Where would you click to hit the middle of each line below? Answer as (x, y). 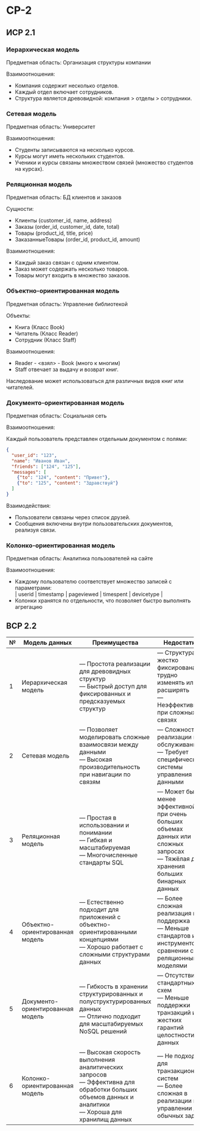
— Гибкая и (96, 840)
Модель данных (48, 643)
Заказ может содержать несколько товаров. (72, 269)
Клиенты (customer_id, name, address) (63, 220)
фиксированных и (105, 694)
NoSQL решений (103, 1031)
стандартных (176, 983)
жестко (168, 660)
